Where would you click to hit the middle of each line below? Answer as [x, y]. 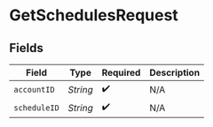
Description [175, 73]
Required [121, 73]
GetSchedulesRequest [94, 15]
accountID [34, 90]
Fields [27, 48]
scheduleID [36, 108]
